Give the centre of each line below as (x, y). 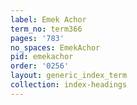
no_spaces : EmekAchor (55, 47)
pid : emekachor (42, 57)
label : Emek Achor (48, 19)
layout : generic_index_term (69, 76)
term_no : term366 (46, 29)
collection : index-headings (69, 85)
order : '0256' (40, 66)
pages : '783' (37, 38)
